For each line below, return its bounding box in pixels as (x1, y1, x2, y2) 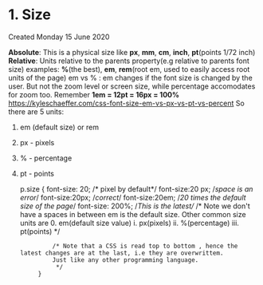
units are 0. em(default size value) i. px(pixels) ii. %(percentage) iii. (19, 218, 239, 228)
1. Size (8, 6, 52, 24)
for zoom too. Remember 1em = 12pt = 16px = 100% (8, 89, 179, 99)
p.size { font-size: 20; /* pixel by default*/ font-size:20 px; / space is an (19, 184, 253, 193)
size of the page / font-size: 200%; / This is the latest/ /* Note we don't (19, 201, 251, 211)
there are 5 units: (8, 106, 65, 117)
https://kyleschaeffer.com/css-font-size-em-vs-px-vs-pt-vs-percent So (8, 98, 245, 108)
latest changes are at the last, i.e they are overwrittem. (19, 249, 224, 257)
